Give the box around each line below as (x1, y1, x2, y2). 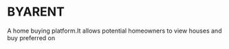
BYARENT (7, 4, 65, 20)
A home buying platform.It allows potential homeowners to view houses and (7, 27, 222, 35)
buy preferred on (7, 33, 56, 42)
